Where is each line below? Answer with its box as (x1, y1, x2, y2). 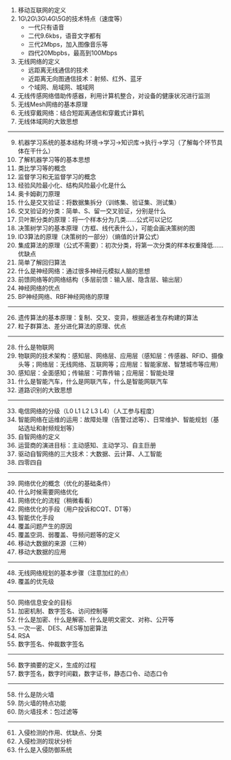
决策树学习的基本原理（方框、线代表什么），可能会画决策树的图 (17, 224, 195, 232)
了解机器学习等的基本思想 (17, 156, 90, 163)
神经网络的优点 (17, 284, 60, 292)
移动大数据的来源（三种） (17, 539, 90, 547)
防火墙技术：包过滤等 (17, 708, 78, 715)
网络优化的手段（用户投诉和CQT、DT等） (17, 505, 136, 513)
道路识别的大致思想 (17, 386, 73, 394)
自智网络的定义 (17, 432, 60, 441)
